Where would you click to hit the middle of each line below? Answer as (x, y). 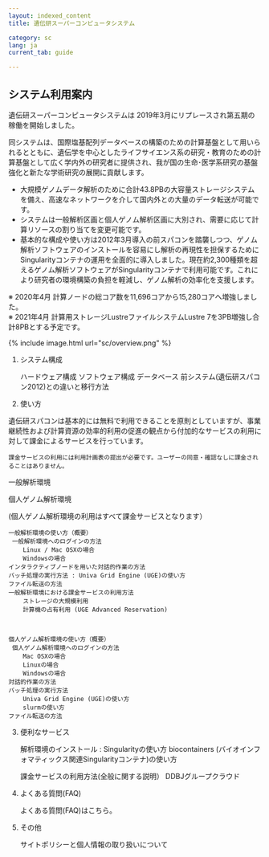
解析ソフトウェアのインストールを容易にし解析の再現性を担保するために (139, 249)
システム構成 (41, 359)
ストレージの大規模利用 (56, 601)
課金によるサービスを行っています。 (89, 441)
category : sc (30, 38)
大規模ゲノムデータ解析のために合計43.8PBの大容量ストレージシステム (137, 189)
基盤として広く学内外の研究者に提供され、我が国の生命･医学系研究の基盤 (137, 162)
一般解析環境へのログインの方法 (57, 541)
